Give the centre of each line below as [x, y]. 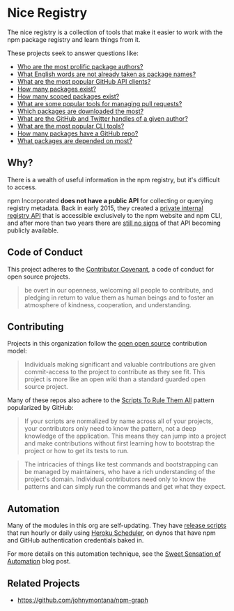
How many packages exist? [56, 89]
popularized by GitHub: [40, 408]
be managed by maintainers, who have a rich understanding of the [120, 472]
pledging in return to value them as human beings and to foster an [119, 297]
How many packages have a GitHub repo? [78, 133]
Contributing [36, 326]
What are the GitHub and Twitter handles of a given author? [102, 118]
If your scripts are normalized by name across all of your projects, [119, 421]
